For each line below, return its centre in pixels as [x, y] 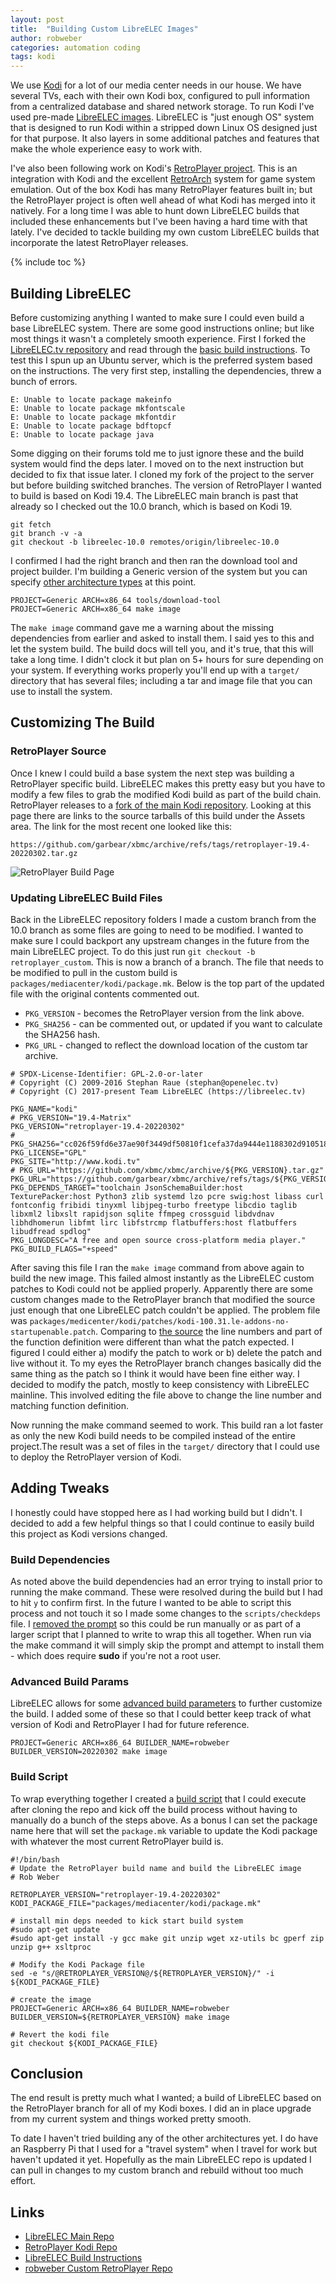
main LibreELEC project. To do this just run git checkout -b [133, 951]
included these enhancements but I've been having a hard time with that [159, 222]
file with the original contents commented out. [105, 993]
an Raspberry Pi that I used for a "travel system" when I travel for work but [164, 2149]
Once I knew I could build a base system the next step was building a [152, 773]
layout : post [37, 19]
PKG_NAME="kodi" [44, 1109]
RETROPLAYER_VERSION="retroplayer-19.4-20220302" [116, 1894]
